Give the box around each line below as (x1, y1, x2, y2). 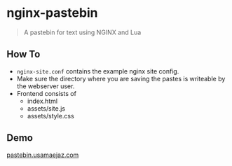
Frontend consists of (16, 89, 76, 97)
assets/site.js (27, 104, 66, 113)
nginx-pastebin (6, 5, 99, 21)
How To (6, 48, 41, 60)
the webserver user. (16, 82, 75, 90)
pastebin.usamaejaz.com (6, 151, 79, 159)
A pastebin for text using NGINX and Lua (23, 28, 142, 36)
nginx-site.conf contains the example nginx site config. (16, 67, 179, 75)
